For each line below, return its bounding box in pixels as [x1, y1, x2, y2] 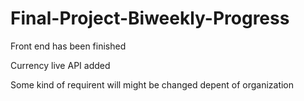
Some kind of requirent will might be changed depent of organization [10, 78, 295, 91]
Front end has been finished [10, 40, 127, 52]
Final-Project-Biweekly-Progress [10, 7, 290, 30]
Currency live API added [10, 59, 111, 71]
